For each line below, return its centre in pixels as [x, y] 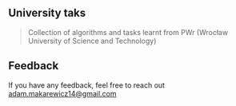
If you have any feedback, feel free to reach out [87, 85]
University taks [47, 13]
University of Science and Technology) [92, 41]
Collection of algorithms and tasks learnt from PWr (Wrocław [128, 32]
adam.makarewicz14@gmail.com [63, 93]
